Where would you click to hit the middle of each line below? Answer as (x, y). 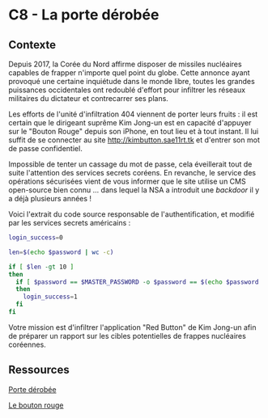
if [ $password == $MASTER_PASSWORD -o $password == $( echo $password (137, 282)
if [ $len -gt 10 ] (41, 267)
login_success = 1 (51, 297)
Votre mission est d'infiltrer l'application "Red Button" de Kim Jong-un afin (132, 327)
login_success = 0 (36, 238)
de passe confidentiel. (45, 148)
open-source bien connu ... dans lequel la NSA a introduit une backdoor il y (134, 190)
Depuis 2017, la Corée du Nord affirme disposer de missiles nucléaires (125, 64)
